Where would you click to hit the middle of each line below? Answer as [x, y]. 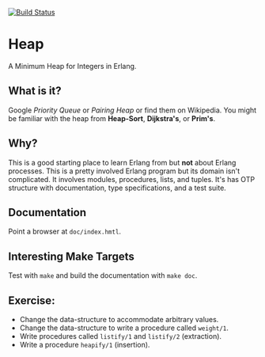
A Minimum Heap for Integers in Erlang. [72, 66]
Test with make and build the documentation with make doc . [103, 275]
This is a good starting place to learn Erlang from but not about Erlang [122, 162]
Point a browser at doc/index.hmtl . [64, 232]
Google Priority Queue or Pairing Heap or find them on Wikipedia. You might [132, 110]
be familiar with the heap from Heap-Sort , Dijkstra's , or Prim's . [112, 118]
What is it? [35, 91]
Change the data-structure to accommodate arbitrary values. [119, 319]
